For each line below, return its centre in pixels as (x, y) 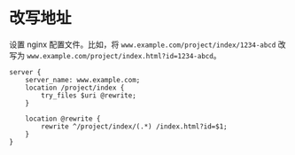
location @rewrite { (63, 119)
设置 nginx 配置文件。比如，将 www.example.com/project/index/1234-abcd (143, 44)
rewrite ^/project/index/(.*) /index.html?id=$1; (134, 126)
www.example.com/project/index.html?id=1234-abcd (120, 56)
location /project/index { (75, 88)
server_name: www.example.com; (83, 80)
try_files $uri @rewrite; (89, 95)
